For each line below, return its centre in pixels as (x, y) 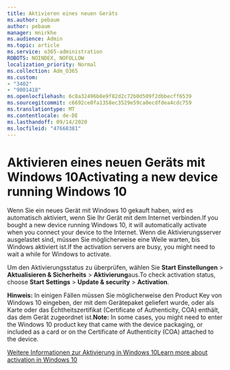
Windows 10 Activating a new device (113, 177)
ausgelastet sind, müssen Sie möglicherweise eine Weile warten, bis (104, 240)
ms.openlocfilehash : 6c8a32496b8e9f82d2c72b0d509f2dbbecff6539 (100, 97)
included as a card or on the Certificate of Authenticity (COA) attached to (111, 332)
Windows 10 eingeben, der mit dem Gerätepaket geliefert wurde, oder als (111, 303)
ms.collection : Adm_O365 (43, 71)
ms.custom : (23, 77)
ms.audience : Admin (35, 39)
